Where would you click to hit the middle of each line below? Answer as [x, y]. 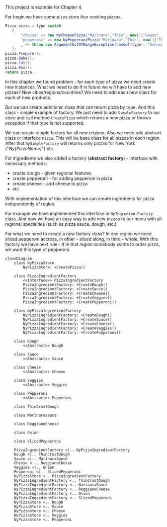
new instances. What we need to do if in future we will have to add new [78, 87]
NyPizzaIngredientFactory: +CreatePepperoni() [72, 333]
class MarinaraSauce [35, 415]
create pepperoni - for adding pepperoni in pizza [62, 178]
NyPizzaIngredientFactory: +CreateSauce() [68, 319]
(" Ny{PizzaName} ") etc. [30, 148]
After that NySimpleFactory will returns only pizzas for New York [70, 143]
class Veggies [29, 380]
